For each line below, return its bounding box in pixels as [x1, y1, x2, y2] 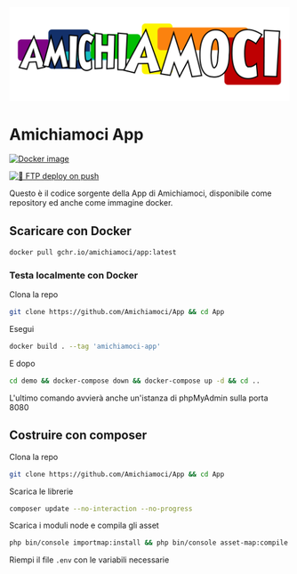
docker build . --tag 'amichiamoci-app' [9, 342, 162, 352]
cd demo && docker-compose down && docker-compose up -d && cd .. [9, 376, 261, 385]
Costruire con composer [9, 428, 148, 443]
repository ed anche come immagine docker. [9, 198, 173, 208]
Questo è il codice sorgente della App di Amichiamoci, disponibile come [9, 188, 273, 198]
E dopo [9, 358, 36, 368]
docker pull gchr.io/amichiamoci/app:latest [9, 248, 177, 257]
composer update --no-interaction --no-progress [9, 504, 193, 513]
